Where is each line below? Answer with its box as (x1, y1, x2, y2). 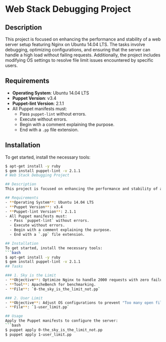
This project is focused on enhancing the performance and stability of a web (5, 36, 161, 42)
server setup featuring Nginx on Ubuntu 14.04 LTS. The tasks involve (5, 42, 145, 47)
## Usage (5, 314, 23, 319)
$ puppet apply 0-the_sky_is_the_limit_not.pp (5, 327, 103, 332)
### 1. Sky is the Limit (5, 273, 56, 278)
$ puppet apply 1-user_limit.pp (5, 332, 72, 337)
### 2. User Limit (5, 296, 43, 300)
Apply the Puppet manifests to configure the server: (5, 318, 119, 323)
